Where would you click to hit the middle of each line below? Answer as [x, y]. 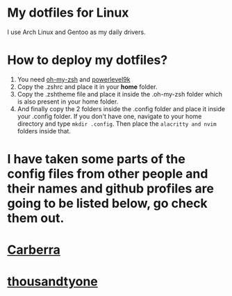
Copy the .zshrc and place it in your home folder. [87, 87]
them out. [36, 219]
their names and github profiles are [110, 189]
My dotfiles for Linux [68, 13]
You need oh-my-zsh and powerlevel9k [74, 79]
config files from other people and [108, 174]
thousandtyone [53, 282]
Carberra [34, 250]
